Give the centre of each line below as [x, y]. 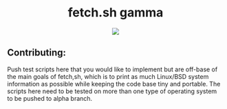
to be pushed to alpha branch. [50, 98]
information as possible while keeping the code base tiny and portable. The [114, 84]
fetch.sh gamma [116, 13]
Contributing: [37, 53]
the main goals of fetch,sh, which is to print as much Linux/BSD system [108, 76]
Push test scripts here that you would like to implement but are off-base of [112, 69]
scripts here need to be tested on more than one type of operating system [112, 91]
